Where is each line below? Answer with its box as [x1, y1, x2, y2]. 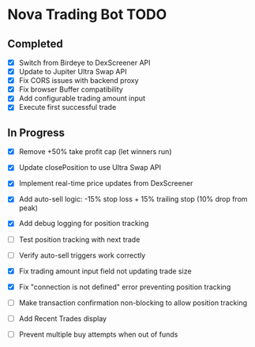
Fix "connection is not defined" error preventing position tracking [18, 282, 231, 292]
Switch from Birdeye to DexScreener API [18, 58, 151, 67]
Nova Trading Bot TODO [7, 6, 167, 24]
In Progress [7, 126, 65, 139]
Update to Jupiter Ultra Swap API [18, 67, 127, 77]
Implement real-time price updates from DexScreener [18, 179, 193, 188]
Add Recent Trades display [18, 314, 107, 323]
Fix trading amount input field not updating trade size [18, 266, 192, 276]
